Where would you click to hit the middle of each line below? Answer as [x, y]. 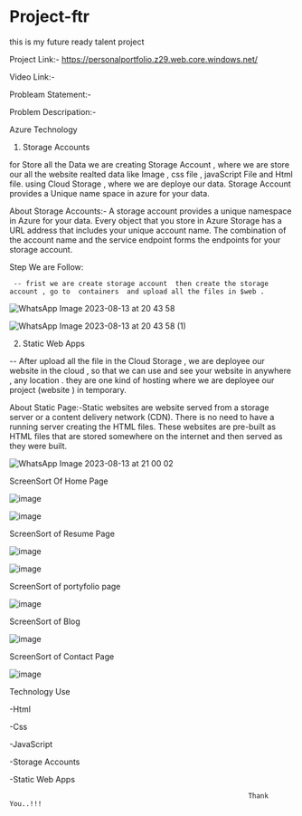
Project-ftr [50, 17]
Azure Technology [44, 130]
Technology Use [40, 691]
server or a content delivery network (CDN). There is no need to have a [142, 417]
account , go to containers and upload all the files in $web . [137, 292]
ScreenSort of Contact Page [62, 656]
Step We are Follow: [47, 267]
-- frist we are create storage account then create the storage [141, 283]
